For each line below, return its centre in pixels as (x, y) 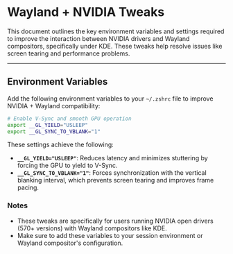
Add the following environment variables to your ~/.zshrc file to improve (110, 99)
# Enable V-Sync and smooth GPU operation (69, 119)
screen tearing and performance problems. (69, 53)
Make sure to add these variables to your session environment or (110, 235)
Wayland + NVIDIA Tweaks (86, 12)
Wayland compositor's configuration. (70, 243)
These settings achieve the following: (61, 145)
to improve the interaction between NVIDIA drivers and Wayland (98, 38)
